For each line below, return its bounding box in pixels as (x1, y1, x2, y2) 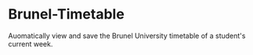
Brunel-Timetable (8, 5, 125, 23)
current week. (8, 39, 53, 48)
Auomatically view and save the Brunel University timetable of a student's (8, 31, 246, 40)
